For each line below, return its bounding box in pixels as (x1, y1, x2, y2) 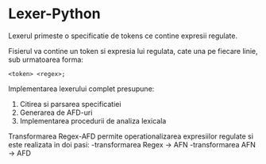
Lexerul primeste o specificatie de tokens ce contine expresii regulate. (8, 31, 238, 40)
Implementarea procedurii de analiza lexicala (19, 116, 167, 125)
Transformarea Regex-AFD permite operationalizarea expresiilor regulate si (8, 132, 254, 141)
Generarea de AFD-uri (19, 108, 93, 117)
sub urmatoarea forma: (8, 55, 83, 64)
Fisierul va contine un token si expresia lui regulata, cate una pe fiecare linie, (8, 46, 258, 55)
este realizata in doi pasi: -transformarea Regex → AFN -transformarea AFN (8, 139, 256, 149)
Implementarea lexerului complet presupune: (8, 84, 155, 93)
